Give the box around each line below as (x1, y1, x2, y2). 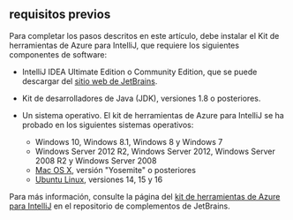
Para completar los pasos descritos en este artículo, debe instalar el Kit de (9, 30, 280, 41)
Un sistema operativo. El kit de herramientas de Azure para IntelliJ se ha (21, 110, 284, 120)
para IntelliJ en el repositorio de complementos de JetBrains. (9, 201, 231, 211)
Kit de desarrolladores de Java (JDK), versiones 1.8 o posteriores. (21, 93, 261, 103)
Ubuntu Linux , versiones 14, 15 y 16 (34, 174, 163, 185)
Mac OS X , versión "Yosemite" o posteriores (34, 164, 197, 175)
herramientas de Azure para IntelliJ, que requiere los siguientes (9, 40, 240, 50)
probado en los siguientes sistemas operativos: (21, 119, 194, 130)
